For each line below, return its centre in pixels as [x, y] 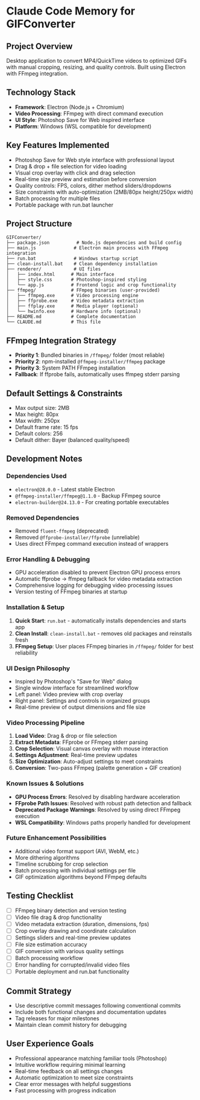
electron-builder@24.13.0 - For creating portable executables [92, 502]
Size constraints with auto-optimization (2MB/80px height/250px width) [104, 192]
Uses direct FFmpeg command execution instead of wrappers [92, 544]
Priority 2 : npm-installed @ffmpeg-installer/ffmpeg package [90, 362]
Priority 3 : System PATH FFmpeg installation [70, 368]
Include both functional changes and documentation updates [91, 1012]
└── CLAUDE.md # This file [54, 322]
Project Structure [39, 224]
